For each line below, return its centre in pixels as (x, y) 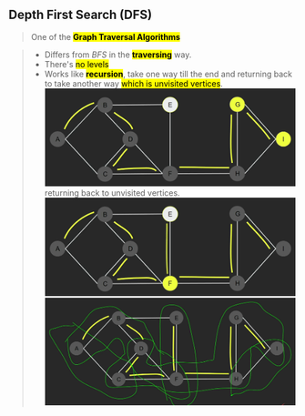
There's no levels (77, 64)
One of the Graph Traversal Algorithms (106, 36)
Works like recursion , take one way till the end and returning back (168, 74)
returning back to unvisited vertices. (112, 193)
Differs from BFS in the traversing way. (118, 55)
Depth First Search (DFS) (80, 15)
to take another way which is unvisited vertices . (134, 83)
